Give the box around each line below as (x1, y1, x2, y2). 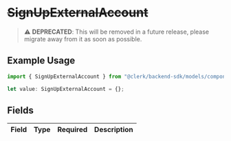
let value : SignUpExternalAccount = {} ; (7, 85, 125, 92)
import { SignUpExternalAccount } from (7, 73, 122, 80)
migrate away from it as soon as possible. (23, 34, 142, 43)
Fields (7, 105, 34, 116)
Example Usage (7, 55, 76, 67)
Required (57, 125, 88, 135)
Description (93, 125, 134, 135)
